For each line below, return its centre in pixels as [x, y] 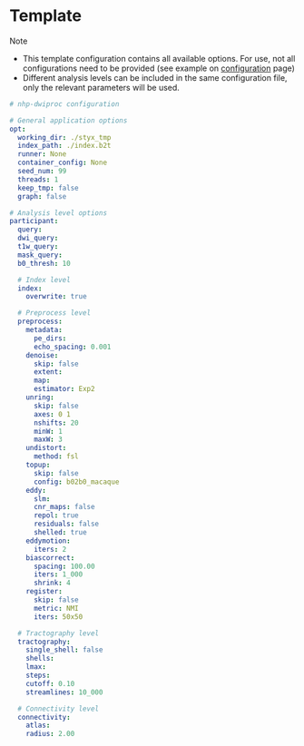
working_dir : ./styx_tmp [64, 137]
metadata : [44, 330]
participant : [34, 221]
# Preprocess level [54, 313]
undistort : [46, 448]
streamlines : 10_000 [64, 692]
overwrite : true [57, 297]
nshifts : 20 [56, 423]
